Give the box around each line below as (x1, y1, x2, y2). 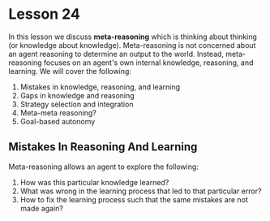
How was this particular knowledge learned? (19, 177, 169, 187)
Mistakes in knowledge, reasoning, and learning (19, 82, 181, 92)
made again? (19, 203, 63, 213)
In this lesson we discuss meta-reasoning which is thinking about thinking (8, 32, 258, 41)
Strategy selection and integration (19, 99, 134, 109)
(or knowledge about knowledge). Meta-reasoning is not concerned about (8, 40, 256, 50)
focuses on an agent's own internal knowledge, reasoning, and (43, 58, 254, 67)
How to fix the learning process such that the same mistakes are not (19, 194, 249, 204)
